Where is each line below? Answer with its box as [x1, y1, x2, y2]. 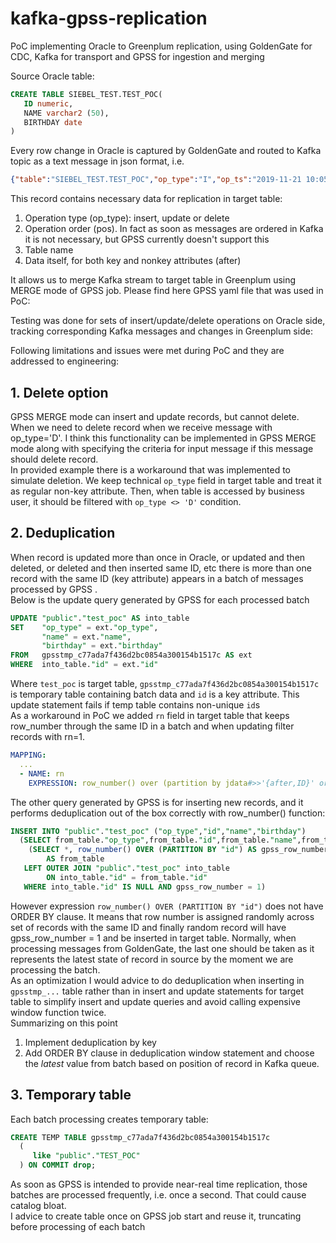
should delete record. [10, 453, 99, 465]
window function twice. [10, 1006, 107, 1018]
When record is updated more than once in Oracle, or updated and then [10, 551, 306, 563]
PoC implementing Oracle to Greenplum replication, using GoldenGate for [10, 40, 313, 52]
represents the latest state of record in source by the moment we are [10, 953, 294, 965]
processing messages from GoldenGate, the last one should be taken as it [10, 942, 315, 954]
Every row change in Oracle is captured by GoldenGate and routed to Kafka [10, 145, 322, 157]
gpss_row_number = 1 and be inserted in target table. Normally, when [10, 932, 297, 944]
